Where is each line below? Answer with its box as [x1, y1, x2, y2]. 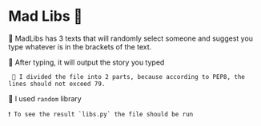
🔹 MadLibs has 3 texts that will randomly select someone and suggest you [8, 33, 254, 43]
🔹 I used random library [8, 93, 82, 103]
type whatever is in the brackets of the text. [8, 41, 152, 51]
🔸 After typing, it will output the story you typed [8, 57, 165, 67]
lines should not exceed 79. [8, 80, 106, 88]
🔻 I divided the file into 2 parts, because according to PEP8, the [11, 73, 246, 81]
